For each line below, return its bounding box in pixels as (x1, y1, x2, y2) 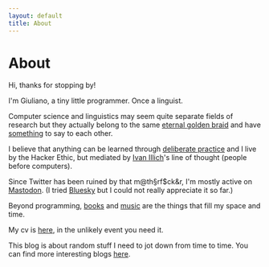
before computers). (8, 162, 72, 171)
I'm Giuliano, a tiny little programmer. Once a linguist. (8, 96, 183, 105)
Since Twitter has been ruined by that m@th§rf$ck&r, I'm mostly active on (8, 177, 253, 187)
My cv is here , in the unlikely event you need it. (8, 225, 164, 235)
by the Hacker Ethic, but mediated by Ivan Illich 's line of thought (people (8, 153, 247, 162)
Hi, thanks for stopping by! (8, 80, 96, 90)
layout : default (8, 11, 63, 20)
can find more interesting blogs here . (8, 249, 131, 259)
